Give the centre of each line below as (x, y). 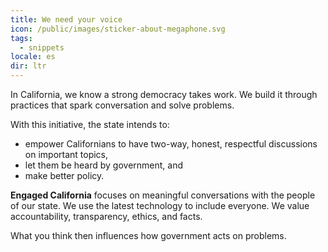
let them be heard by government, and (104, 165)
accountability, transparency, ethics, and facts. (106, 216)
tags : (21, 38)
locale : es (33, 57)
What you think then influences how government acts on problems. (148, 235)
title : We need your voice (66, 19)
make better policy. (64, 175)
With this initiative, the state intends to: (90, 124)
